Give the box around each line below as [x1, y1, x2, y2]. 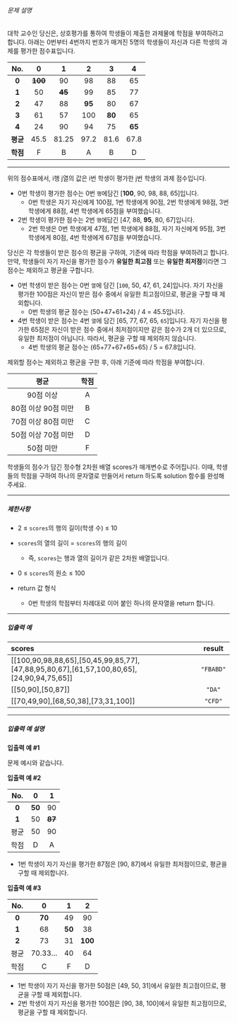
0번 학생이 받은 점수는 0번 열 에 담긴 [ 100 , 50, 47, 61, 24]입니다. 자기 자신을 [17, 281, 224, 289]
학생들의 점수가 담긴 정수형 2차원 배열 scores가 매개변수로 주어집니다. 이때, [7, 463, 215, 471]
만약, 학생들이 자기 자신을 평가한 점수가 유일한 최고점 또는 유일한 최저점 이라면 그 [7, 258, 227, 266]
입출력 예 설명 [7, 724, 44, 733]
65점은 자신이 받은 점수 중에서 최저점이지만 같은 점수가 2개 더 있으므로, [30, 325, 226, 334]
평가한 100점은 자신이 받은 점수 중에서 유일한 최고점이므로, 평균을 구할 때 [17, 290, 218, 299]
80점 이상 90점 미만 [11, 403, 74, 413]
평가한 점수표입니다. [20, 47, 75, 55]
